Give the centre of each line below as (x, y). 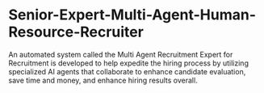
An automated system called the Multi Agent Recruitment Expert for (121, 54)
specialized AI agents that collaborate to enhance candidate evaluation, (127, 71)
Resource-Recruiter (76, 32)
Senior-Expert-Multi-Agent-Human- (132, 15)
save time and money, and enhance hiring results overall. (103, 80)
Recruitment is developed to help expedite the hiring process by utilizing (128, 63)
